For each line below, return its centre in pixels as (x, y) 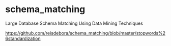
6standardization (23, 38)
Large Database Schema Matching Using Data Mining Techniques (74, 23)
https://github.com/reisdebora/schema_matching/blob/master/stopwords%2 (85, 33)
